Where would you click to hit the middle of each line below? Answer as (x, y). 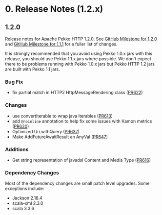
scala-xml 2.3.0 (28, 203)
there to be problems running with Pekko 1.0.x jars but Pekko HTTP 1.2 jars (80, 64)
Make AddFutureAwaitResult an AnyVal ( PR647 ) (60, 137)
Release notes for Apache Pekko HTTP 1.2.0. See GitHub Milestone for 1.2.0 (81, 39)
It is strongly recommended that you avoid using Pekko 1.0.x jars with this (79, 53)
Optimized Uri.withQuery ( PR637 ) (46, 131)
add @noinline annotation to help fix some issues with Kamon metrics (82, 121)
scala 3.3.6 (23, 209)
